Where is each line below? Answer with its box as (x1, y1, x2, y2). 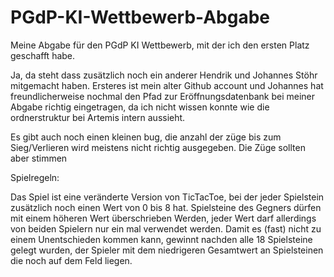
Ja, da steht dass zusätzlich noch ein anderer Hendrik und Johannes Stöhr (10, 69, 318, 81)
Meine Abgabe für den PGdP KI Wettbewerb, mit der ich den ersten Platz (10, 39, 310, 51)
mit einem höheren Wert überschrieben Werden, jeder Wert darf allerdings (10, 212, 317, 224)
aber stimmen (10, 152, 68, 164)
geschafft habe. (10, 49, 76, 61)
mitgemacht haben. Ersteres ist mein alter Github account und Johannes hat (10, 79, 324, 91)
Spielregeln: (10, 171, 60, 183)
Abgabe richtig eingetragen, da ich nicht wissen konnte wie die (10, 101, 270, 113)
